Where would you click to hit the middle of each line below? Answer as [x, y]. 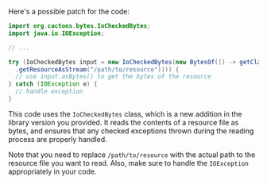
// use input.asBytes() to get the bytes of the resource [114, 77]
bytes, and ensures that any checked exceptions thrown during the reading [131, 131]
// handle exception [49, 92]
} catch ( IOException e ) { [53, 84]
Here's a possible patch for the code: [69, 11]
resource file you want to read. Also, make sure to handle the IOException [128, 163]
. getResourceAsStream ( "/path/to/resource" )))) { [97, 69]
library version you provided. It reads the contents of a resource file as [124, 122]
